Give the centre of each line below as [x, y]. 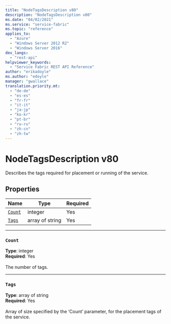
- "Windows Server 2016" [36, 48]
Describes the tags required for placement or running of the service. [77, 173]
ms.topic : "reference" [29, 29]
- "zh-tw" [20, 133]
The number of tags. [27, 267]
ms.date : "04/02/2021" [29, 19]
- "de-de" [20, 91]
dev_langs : [17, 53]
